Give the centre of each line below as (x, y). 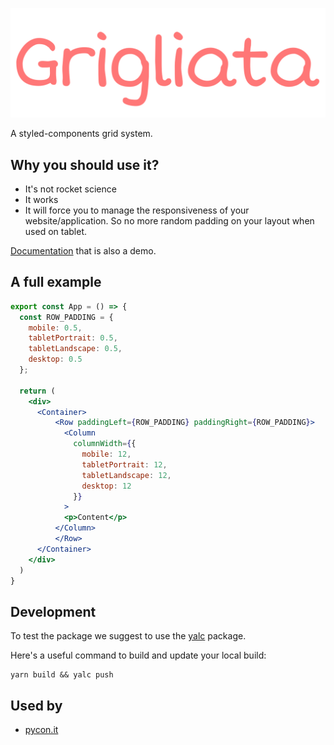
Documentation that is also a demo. (83, 251)
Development (53, 611)
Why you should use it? (85, 164)
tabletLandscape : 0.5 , (75, 349)
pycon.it (41, 730)
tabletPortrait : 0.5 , (73, 338)
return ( (37, 391)
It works (41, 200)
